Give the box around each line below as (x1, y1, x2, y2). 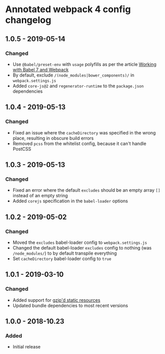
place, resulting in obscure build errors (12, 135, 94, 141)
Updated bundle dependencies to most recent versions (12, 302, 128, 308)
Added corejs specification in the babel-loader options (12, 198, 128, 204)
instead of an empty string (12, 193, 68, 199)
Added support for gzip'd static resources (12, 297, 101, 303)
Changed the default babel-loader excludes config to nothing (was (12, 244, 152, 251)
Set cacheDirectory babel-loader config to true (12, 255, 112, 262)
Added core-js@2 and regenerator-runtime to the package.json (12, 83, 144, 89)
